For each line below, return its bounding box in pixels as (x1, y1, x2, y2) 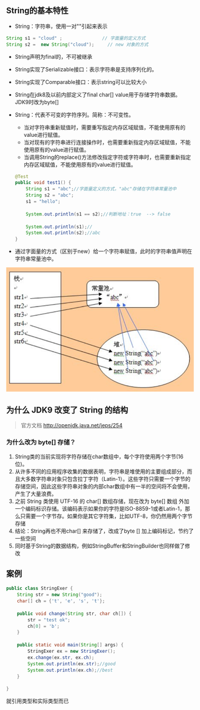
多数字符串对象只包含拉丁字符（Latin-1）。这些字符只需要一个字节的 (25, 475, 190, 482)
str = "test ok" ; (27, 617, 70, 623)
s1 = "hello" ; (26, 199, 61, 205)
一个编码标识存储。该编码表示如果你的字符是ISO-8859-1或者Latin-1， (14, 505, 186, 512)
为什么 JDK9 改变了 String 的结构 (6, 405, 129, 415)
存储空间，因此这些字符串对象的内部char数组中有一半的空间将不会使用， (14, 483, 193, 490)
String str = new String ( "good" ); (17, 592, 102, 598)
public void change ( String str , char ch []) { (17, 611, 132, 617)
